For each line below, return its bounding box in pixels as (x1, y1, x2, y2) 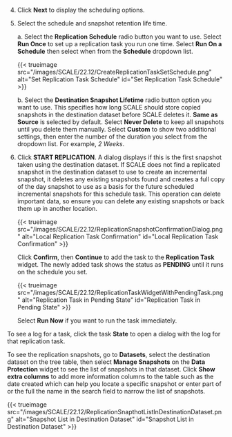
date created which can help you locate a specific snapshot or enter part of (7, 380, 222, 388)
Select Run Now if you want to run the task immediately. (17, 316, 177, 325)
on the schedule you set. (17, 268, 88, 276)
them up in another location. (17, 205, 98, 212)
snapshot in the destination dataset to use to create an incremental (17, 168, 208, 176)
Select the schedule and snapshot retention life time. (17, 19, 168, 27)
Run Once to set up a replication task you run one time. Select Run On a (17, 40, 222, 48)
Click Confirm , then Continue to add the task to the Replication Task (17, 253, 215, 261)
